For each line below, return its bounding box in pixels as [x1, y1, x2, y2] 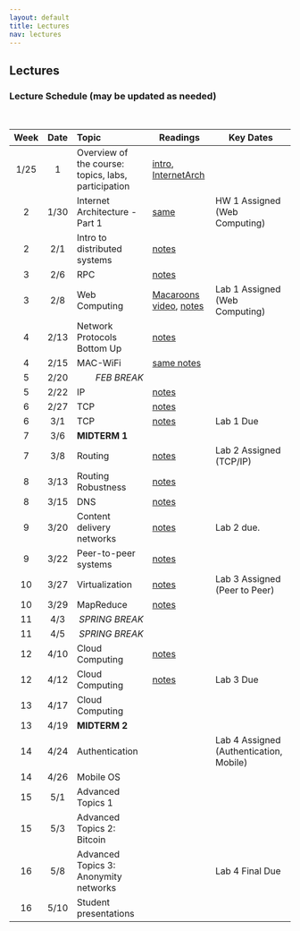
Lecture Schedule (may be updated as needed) [9, 90, 217, 102]
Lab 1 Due [215, 415, 259, 428]
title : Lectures [9, 21, 70, 30]
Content [77, 510, 111, 523]
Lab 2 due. [215, 521, 261, 534]
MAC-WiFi [77, 357, 122, 370]
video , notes [152, 300, 204, 312]
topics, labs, [77, 169, 128, 182]
